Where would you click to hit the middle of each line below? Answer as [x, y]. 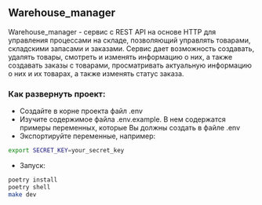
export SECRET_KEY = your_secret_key [66, 151]
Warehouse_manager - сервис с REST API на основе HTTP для [112, 31]
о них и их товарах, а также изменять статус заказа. [96, 73]
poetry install [33, 180]
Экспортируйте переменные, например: [87, 136]
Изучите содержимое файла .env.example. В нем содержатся [122, 119]
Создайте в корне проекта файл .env [81, 111]
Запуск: [32, 165]
